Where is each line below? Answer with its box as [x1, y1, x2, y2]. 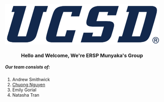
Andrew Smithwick [12, 76, 50, 82]
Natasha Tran [12, 92, 40, 98]
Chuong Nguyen [12, 82, 45, 87]
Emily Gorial [12, 87, 37, 93]
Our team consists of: [5, 64, 50, 70]
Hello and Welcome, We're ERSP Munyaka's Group [21, 52, 143, 59]
